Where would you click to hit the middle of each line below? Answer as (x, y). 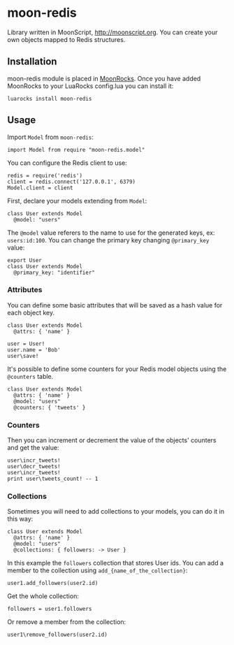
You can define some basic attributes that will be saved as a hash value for (115, 305)
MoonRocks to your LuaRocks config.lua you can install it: (90, 86)
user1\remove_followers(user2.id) (58, 635)
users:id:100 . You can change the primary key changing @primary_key (108, 240)
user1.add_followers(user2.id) (53, 584)
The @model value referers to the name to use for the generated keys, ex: (111, 233)
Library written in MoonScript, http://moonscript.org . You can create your (112, 32)
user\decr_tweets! (34, 467)
